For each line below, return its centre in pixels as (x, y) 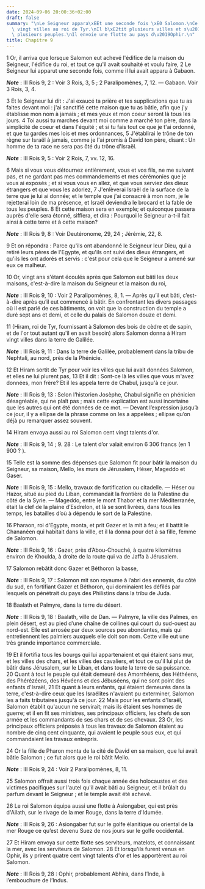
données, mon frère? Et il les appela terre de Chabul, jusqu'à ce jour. (92, 383)
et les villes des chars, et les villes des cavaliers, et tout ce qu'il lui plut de (99, 661)
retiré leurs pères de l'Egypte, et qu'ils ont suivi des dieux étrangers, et (95, 252)
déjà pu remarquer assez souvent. (49, 420)
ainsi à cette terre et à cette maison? (52, 222)
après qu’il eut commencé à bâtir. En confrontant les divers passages (110, 302)
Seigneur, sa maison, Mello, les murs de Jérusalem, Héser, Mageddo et (96, 469)
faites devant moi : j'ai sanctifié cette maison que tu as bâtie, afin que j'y (97, 107)
